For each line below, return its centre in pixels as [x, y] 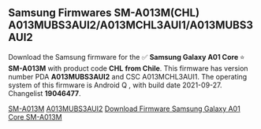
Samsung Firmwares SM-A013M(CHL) [104, 13]
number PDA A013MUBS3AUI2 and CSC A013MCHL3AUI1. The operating [128, 76]
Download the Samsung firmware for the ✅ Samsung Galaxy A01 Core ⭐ [127, 57]
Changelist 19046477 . [45, 93]
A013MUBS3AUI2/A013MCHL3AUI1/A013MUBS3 [131, 26]
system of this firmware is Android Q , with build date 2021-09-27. [115, 85]
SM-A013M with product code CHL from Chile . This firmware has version [128, 68]
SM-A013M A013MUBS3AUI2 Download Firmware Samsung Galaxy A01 [124, 109]
